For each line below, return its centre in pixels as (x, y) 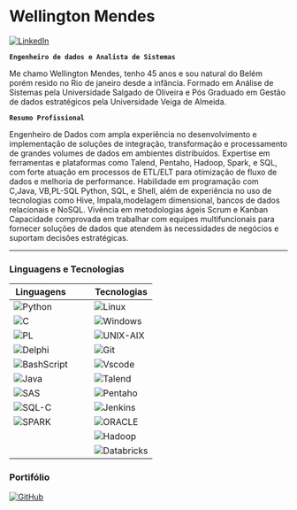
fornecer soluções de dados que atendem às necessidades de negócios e (144, 228)
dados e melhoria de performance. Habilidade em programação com (134, 181)
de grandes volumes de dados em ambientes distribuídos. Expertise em (140, 153)
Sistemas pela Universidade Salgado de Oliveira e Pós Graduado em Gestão (147, 92)
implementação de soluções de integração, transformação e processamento (148, 143)
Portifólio (30, 477)
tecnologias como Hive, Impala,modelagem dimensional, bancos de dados (145, 200)
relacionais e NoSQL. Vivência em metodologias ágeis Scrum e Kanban (139, 209)
